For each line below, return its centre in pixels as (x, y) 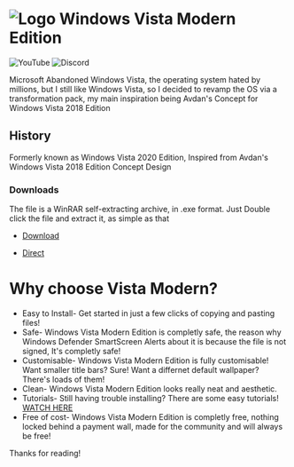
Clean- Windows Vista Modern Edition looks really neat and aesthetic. (149, 388)
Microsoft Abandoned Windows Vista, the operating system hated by (135, 79)
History (30, 136)
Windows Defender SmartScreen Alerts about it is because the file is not (154, 341)
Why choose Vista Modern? (114, 289)
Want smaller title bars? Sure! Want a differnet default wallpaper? (140, 369)
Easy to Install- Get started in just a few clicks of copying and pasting (148, 313)
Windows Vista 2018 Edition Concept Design (90, 166)
